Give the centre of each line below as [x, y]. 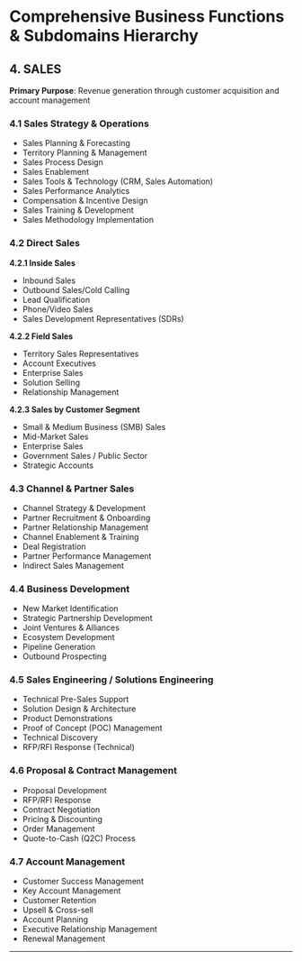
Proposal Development [65, 790]
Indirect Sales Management [73, 565]
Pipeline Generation [59, 647]
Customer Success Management [83, 882]
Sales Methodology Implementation [88, 220]
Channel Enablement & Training [80, 536]
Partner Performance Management [87, 555]
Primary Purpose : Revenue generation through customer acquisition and [145, 91]
